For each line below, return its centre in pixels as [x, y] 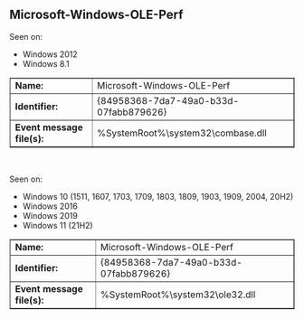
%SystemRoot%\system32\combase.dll [181, 133]
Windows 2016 [50, 206]
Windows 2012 [50, 54]
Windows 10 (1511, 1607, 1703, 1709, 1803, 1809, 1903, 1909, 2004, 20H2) [158, 196]
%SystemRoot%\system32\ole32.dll [178, 295]
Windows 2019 [50, 215]
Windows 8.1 [46, 63]
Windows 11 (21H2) [57, 225]
